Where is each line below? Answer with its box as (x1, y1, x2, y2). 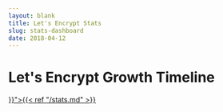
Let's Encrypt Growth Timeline (8, 69, 215, 86)
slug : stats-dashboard (8, 26, 84, 34)
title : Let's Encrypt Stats (8, 19, 102, 27)
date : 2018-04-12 (8, 34, 66, 42)
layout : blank (8, 11, 56, 20)
